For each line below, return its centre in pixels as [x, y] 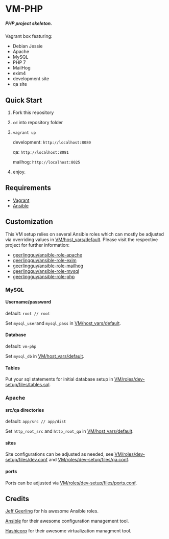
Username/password [28, 302]
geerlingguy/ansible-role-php [44, 276]
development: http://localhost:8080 [52, 142]
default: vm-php [21, 346]
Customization [29, 222]
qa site [20, 84]
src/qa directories [25, 410]
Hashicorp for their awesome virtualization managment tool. [68, 531]
